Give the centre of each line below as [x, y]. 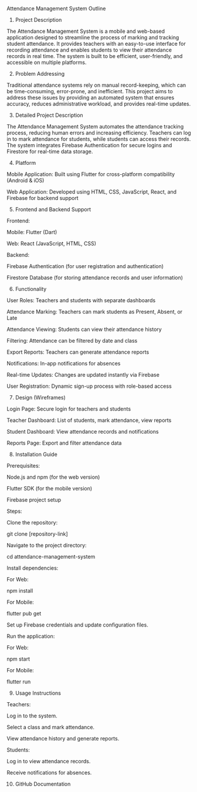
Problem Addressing [40, 74]
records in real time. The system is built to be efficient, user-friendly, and [95, 56]
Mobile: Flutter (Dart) [32, 232]
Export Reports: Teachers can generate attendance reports [78, 352]
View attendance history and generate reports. [63, 738]
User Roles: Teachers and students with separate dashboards [81, 300]
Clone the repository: [32, 522]
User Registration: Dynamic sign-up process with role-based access [89, 386]
